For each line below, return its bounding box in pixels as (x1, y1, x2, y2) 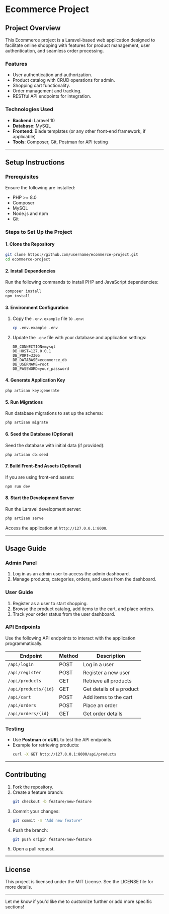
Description (96, 652, 126, 659)
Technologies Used (5, 106, 54, 113)
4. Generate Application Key (5, 377, 65, 383)
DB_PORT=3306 (12, 353, 40, 358)
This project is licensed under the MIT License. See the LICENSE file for (5, 879, 154, 885)
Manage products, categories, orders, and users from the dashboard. (12, 576, 157, 582)
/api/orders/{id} (8, 711, 49, 716)
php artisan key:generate (5, 388, 59, 393)
